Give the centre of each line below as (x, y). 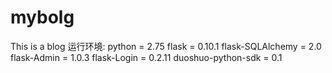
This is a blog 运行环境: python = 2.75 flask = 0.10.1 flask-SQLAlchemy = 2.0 (166, 46)
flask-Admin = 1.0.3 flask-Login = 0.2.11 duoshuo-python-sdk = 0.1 (146, 57)
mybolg (42, 17)
